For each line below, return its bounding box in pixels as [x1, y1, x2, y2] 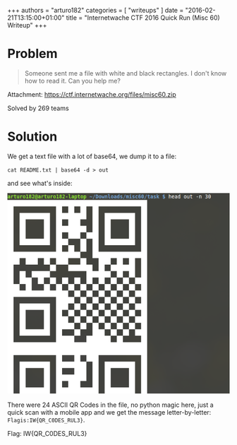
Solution [7, 129, 58, 145]
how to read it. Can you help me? [24, 76, 121, 85]
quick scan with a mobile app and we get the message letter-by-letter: [7, 408, 212, 416]
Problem [7, 46, 58, 62]
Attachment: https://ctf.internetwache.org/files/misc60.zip [7, 90, 176, 98]
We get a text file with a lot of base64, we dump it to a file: [7, 152, 177, 160]
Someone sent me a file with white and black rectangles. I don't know [24, 69, 227, 77]
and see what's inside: [7, 179, 73, 187]
